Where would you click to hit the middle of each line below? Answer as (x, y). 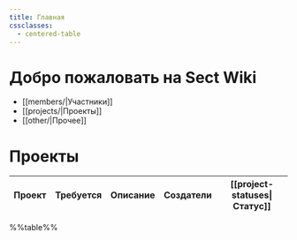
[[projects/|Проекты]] (62, 111)
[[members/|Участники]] (67, 101)
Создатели (187, 195)
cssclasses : (31, 26)
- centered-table (49, 34)
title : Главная (37, 17)
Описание (133, 195)
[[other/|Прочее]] (54, 121)
